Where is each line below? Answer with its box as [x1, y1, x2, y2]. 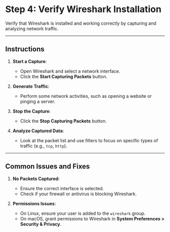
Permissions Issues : [12, 200, 56, 206]
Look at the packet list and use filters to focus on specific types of [20, 137, 158, 143]
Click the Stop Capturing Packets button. [20, 118, 107, 124]
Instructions [5, 45, 45, 53]
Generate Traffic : [12, 83, 50, 89]
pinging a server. [20, 98, 56, 104]
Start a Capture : [12, 58, 47, 64]
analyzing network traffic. [5, 25, 59, 31]
